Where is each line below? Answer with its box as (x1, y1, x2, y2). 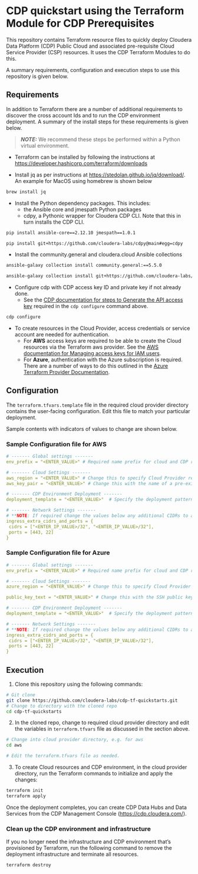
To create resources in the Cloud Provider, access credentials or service (14, 325, 190, 332)
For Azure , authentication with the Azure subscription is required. (23, 356, 183, 363)
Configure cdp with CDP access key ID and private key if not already (14, 284, 181, 291)
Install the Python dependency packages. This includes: (14, 199, 151, 207)
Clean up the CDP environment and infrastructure (6, 824, 151, 833)
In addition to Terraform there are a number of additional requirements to (6, 105, 183, 113)
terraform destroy (6, 862, 51, 868)
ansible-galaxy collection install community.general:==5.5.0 (6, 263, 162, 269)
